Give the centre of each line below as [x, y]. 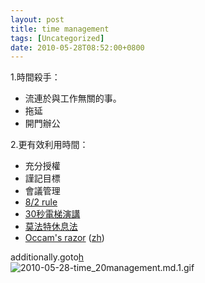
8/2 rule [41, 202]
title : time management [60, 29]
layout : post [37, 19]
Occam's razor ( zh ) [64, 238]
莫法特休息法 [51, 227]
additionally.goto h [47, 257]
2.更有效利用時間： [49, 145]
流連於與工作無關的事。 [73, 98]
